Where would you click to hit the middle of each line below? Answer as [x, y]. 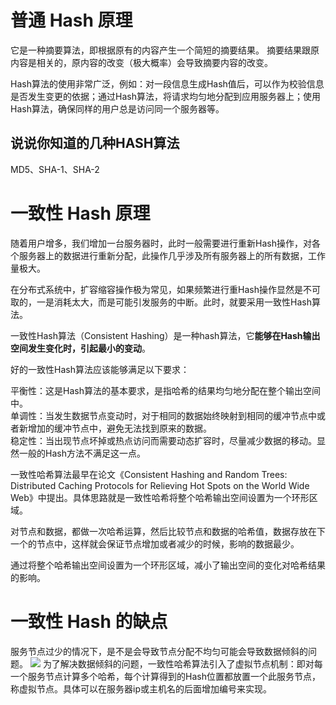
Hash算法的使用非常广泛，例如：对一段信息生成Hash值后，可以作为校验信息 [167, 83]
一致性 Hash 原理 [80, 213]
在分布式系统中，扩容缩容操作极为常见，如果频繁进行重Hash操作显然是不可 [165, 289]
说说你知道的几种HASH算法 [95, 143]
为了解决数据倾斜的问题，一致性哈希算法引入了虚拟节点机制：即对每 [182, 663]
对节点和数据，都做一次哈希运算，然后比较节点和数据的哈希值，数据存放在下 [168, 531]
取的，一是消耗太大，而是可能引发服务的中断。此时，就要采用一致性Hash [161, 302]
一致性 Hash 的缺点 [89, 621]
